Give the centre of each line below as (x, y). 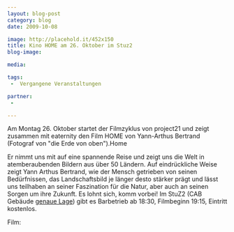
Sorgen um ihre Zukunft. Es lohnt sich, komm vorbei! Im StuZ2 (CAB (105, 194)
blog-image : (24, 52)
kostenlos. (22, 209)
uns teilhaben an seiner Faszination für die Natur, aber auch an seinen (108, 187)
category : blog (29, 20)
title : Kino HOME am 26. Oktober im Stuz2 (70, 46)
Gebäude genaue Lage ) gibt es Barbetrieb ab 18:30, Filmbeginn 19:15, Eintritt (117, 201)
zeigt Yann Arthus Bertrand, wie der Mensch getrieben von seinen (102, 172)
